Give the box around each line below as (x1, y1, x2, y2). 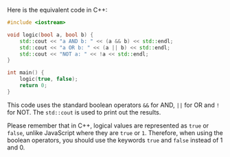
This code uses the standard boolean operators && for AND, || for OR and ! (7, 101, 220, 109)
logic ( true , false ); (19, 75, 78, 83)
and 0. (7, 143, 25, 152)
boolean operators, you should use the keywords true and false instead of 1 (7, 136, 223, 144)
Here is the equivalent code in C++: (7, 6, 108, 14)
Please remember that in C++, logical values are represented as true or (7, 121, 209, 130)
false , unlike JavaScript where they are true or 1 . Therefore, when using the (7, 128, 223, 136)
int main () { (7, 69, 45, 76)
